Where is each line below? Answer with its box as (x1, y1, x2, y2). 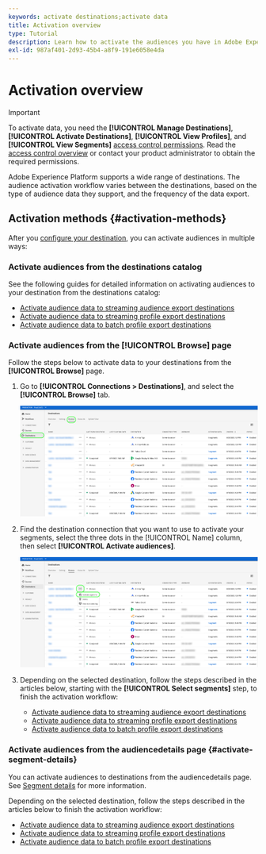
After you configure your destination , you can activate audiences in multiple (8, 233, 256, 242)
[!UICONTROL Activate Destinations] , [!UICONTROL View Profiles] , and (8, 132, 247, 141)
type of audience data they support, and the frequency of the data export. (8, 189, 249, 198)
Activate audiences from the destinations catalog (8, 261, 203, 272)
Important (8, 108, 40, 117)
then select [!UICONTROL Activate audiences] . (19, 540, 176, 551)
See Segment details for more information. (8, 780, 146, 790)
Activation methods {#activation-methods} (8, 212, 227, 225)
